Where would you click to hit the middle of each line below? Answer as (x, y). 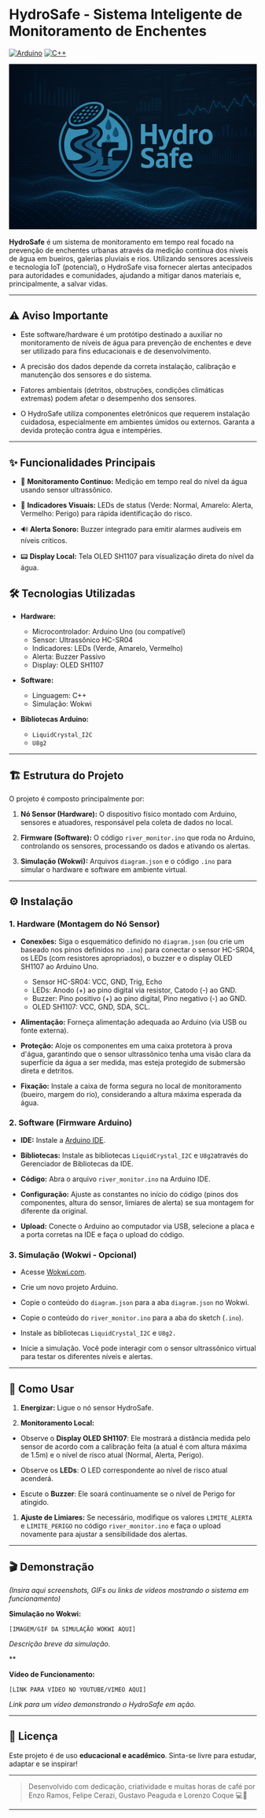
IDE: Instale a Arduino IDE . (63, 1140)
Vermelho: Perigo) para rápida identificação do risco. (106, 514)
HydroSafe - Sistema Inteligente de (126, 15)
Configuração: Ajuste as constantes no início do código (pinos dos (129, 1194)
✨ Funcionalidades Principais (82, 462)
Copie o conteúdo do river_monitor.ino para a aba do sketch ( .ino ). (132, 1318)
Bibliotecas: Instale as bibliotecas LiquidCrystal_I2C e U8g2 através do (134, 1155)
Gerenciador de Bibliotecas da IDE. (77, 1163)
